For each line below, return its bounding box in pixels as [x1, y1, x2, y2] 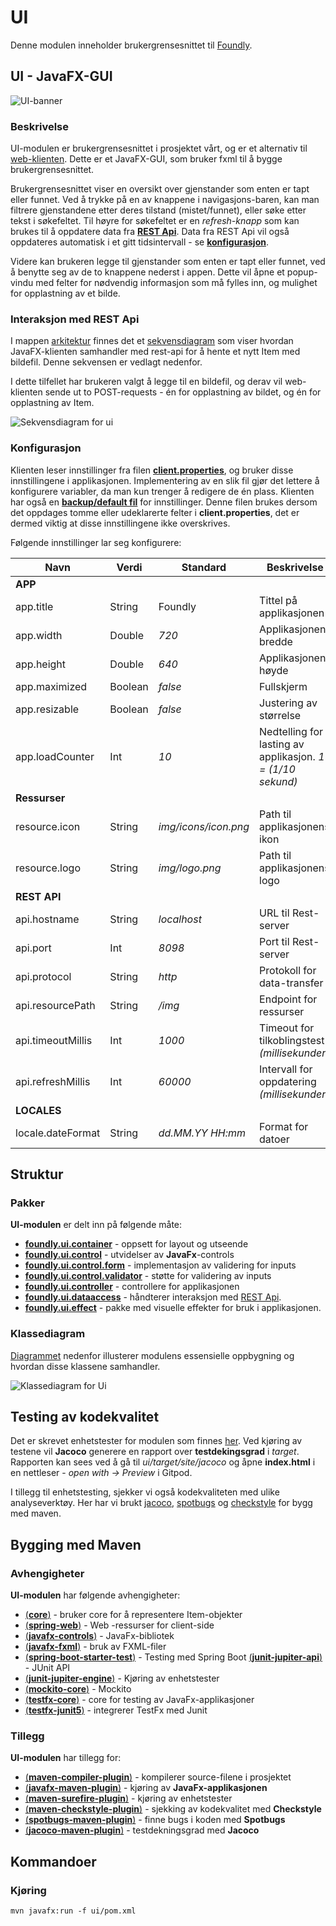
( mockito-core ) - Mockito [24, 1683, 132, 1695]
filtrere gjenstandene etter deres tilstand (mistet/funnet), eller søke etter [10, 204, 307, 216]
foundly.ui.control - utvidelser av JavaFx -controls [24, 1249, 235, 1261]
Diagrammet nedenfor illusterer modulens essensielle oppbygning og [10, 1349, 295, 1361]
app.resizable [15, 702, 80, 716]
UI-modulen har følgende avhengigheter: [10, 1589, 181, 1601]
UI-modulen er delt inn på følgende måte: [10, 1219, 183, 1231]
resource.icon [15, 819, 81, 833]
